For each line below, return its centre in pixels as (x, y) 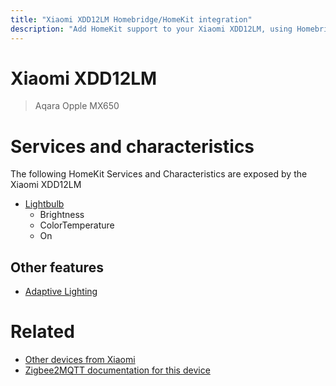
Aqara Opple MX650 (77, 106)
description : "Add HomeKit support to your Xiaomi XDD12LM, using (151, 29)
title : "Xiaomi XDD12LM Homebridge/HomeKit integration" (131, 19)
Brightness (62, 215)
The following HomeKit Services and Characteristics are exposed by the (159, 174)
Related (42, 332)
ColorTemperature (77, 225)
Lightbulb (44, 204)
